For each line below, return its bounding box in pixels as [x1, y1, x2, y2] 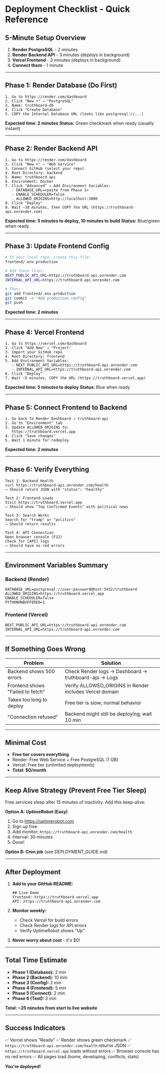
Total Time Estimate [5, 956, 67, 965]
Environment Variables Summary [5, 561, 109, 570]
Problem [24, 659, 44, 666]
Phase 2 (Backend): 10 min [12, 974, 68, 980]
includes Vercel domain [64, 688, 119, 695]
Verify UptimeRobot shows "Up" [19, 928, 85, 934]
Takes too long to [7, 696, 48, 703]
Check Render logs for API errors [19, 922, 87, 928]
